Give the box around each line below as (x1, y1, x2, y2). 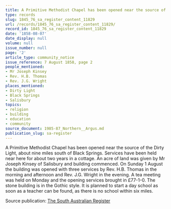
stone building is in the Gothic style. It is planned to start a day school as (5, 182, 158, 189)
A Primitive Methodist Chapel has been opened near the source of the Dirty (5, 145, 164, 151)
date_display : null (5, 36, 47, 41)
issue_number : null (5, 45, 47, 50)
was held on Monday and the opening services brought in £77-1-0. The (5, 177, 156, 184)
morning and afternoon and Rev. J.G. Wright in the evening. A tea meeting (5, 172, 161, 178)
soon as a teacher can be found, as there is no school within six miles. (5, 188, 154, 194)
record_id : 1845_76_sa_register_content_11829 (5, 27, 106, 32)
